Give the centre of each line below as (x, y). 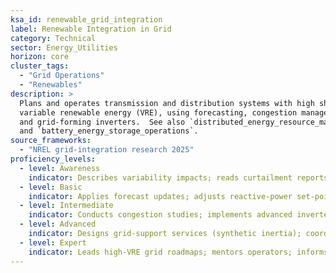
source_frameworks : (51, 141)
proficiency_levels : (53, 159)
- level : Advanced (58, 224)
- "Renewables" (51, 85)
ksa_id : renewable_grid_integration (86, 19)
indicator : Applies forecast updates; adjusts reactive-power (160, 196)
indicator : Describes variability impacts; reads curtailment (160, 177)
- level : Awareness (60, 168)
